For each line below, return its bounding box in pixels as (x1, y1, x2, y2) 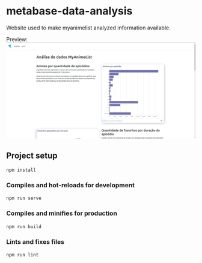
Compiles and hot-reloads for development (6, 181, 135, 190)
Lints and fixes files (6, 237, 65, 246)
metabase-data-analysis (6, 4, 133, 18)
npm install (6, 167, 36, 174)
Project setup (6, 150, 58, 160)
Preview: (6, 35, 28, 43)
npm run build (6, 223, 42, 229)
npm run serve (6, 195, 42, 202)
